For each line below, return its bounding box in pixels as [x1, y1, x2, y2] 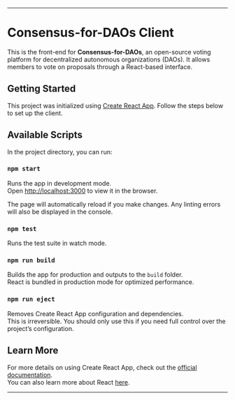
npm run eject [7, 295, 55, 304]
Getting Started [7, 83, 76, 95]
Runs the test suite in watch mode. [7, 239, 107, 248]
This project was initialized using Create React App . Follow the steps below [7, 101, 224, 110]
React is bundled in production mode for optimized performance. [7, 278, 194, 286]
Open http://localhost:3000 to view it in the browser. [7, 186, 158, 195]
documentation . [7, 371, 53, 379]
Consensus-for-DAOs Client [7, 25, 175, 40]
